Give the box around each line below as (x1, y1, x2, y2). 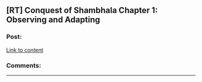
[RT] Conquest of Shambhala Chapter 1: (6, 5, 158, 16)
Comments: (6, 61, 41, 69)
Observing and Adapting (6, 15, 100, 25)
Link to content (6, 46, 44, 53)
